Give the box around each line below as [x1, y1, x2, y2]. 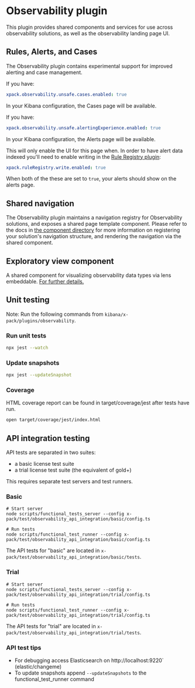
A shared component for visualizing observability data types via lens [6, 272, 172, 279]
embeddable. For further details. [6, 278, 84, 285]
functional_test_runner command [14, 676, 95, 683]
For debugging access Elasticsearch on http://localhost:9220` [14, 657, 164, 664]
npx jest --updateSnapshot [6, 372, 72, 378]
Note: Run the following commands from [6, 310, 104, 318]
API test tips [6, 643, 42, 652]
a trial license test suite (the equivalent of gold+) [14, 466, 132, 474]
